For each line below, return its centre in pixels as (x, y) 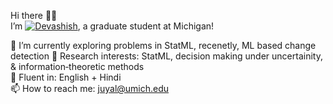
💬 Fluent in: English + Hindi (66, 77)
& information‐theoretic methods (77, 66)
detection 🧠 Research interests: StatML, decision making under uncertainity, (166, 56)
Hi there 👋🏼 (34, 15)
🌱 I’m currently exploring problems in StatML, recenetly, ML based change (163, 45)
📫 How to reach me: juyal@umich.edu (90, 88)
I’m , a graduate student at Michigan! (112, 26)
